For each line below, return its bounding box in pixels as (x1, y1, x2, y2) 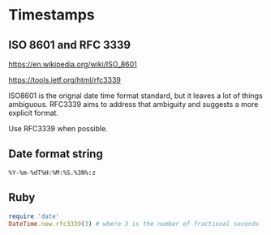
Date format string (8, 147, 103, 161)
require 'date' (8, 212, 60, 220)
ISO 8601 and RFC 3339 (8, 38, 131, 52)
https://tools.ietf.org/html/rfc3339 (8, 75, 122, 84)
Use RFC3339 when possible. (8, 124, 108, 133)
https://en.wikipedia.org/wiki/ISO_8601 (8, 59, 138, 69)
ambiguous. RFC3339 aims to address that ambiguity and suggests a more (8, 100, 259, 109)
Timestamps (8, 6, 95, 24)
